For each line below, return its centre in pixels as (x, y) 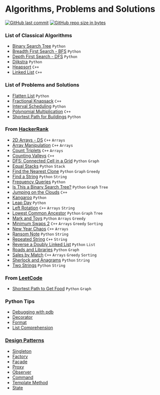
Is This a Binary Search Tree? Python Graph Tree (60, 187)
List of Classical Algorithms (39, 35)
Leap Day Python (29, 202)
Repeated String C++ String (40, 239)
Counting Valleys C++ (33, 155)
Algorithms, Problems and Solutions (80, 9)
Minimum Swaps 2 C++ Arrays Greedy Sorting (57, 223)
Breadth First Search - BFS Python (46, 51)
